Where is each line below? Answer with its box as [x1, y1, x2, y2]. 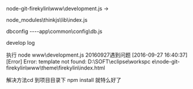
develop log [6, 39, 35, 46]
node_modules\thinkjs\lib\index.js [6, 17, 88, 23]
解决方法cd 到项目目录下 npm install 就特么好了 [6, 77, 122, 83]
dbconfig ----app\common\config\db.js [6, 28, 103, 35]
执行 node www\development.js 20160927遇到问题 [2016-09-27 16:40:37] [6, 51, 188, 58]
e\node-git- [151, 58, 180, 65]
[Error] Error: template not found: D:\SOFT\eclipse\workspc [6, 58, 151, 65]
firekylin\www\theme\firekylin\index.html [6, 64, 105, 71]
